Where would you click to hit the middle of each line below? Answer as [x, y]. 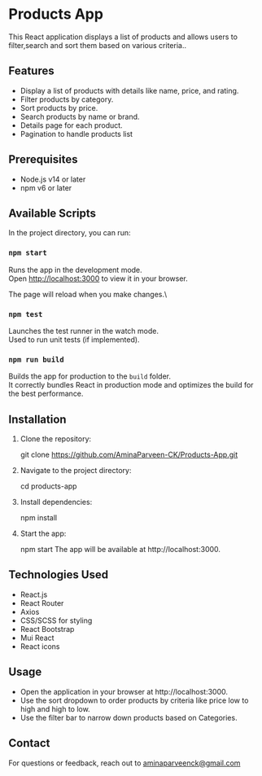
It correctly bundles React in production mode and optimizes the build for [131, 385]
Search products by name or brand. [80, 116]
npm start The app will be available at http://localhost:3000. [120, 550]
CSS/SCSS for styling [56, 620]
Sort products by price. [59, 107]
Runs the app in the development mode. [75, 270]
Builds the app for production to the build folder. [90, 376]
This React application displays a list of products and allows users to [123, 37]
